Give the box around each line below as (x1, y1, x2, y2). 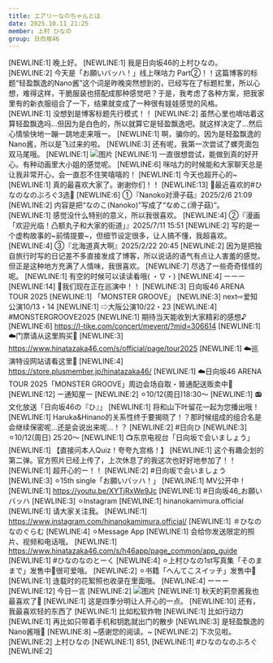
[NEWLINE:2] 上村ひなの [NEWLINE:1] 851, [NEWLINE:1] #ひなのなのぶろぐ (8, 637, 258, 647)
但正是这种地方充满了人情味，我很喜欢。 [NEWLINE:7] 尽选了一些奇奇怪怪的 (8, 261, 262, 271)
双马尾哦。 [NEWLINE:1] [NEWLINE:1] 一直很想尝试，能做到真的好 (8, 150, 252, 159)
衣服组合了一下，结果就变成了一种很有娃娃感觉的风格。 (36, 98, 222, 108)
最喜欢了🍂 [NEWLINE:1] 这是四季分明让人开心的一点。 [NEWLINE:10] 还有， (8, 596, 260, 606)
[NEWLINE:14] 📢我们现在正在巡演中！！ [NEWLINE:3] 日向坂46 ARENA (8, 281, 245, 291)
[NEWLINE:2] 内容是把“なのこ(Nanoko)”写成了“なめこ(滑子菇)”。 (8, 200, 225, 210)
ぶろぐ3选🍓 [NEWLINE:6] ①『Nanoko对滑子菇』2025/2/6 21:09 (36, 190, 253, 200)
